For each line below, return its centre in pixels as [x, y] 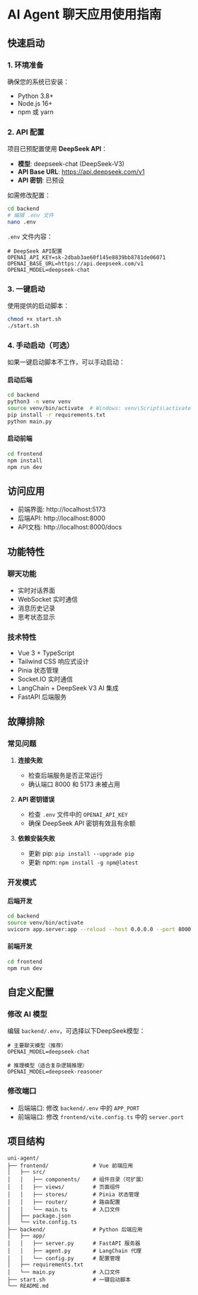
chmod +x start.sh [34, 319]
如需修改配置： [29, 195]
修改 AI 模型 [27, 1014]
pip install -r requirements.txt [57, 415]
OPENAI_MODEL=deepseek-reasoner [55, 1072]
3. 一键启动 [26, 289]
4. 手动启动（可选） [41, 345]
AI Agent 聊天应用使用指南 [85, 15]
